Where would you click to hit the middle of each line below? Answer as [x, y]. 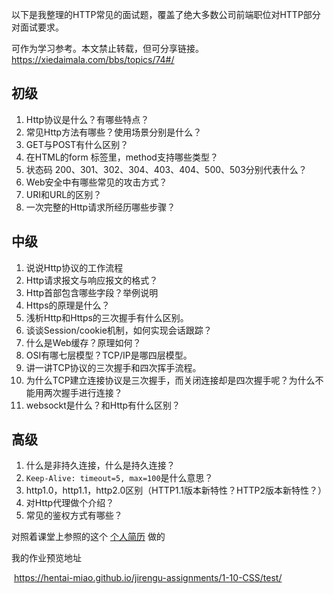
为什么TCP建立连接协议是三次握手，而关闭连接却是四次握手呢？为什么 [170, 380]
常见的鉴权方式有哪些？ [74, 515]
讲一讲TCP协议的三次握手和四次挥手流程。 [113, 367]
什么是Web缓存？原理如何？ [83, 342]
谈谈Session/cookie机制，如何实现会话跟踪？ [119, 330]
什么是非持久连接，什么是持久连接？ [100, 465]
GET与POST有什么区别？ [77, 144]
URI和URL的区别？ [64, 194]
